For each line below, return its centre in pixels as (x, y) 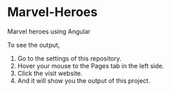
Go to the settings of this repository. (69, 58)
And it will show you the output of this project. (84, 80)
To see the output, (34, 45)
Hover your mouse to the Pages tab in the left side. (91, 66)
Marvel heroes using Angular (49, 31)
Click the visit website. (50, 73)
